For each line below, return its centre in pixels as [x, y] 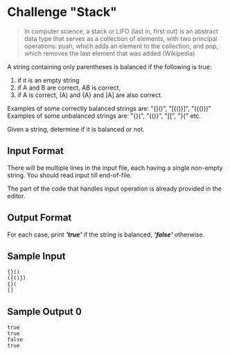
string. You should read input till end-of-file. [70, 175]
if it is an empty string [48, 80]
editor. [16, 196]
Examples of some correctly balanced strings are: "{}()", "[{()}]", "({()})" [109, 108]
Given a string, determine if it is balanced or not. [76, 129]
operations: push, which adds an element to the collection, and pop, [121, 46]
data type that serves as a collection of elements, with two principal [121, 38]
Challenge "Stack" [62, 12]
